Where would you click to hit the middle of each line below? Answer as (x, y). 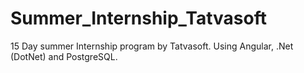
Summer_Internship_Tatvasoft (138, 18)
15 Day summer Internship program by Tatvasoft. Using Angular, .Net (152, 46)
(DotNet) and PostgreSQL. (64, 56)
